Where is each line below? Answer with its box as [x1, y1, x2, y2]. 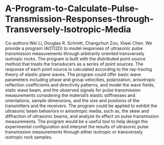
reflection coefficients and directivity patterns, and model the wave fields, [5, 82, 155, 87]
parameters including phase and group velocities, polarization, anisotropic [5, 77, 156, 83]
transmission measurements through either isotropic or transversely [5, 129, 143, 135]
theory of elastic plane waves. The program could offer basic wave [5, 71, 141, 77]
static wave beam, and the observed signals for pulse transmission [5, 87, 141, 93]
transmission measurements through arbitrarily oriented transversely [5, 50, 145, 57]
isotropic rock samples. [5, 134, 53, 140]
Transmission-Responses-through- [5, 13, 154, 25]
